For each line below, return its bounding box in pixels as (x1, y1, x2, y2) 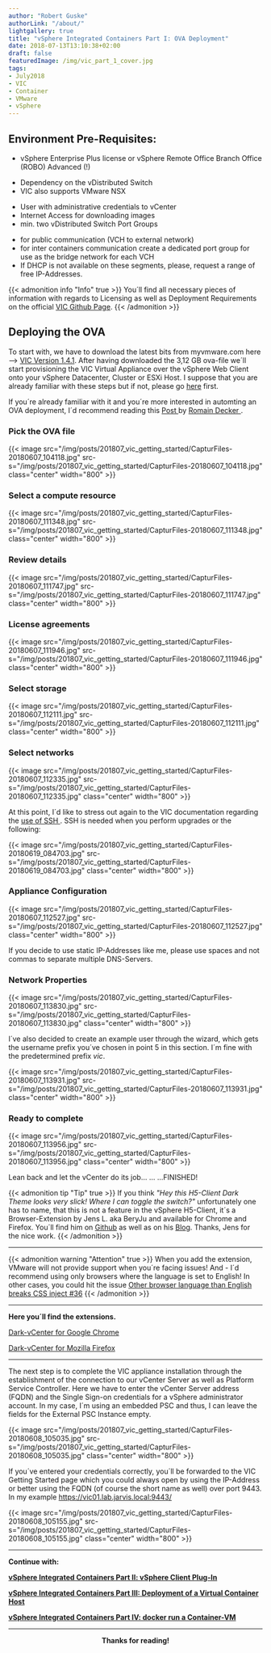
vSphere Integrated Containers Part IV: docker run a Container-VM (8, 1613, 236, 1622)
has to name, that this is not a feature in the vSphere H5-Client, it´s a (8, 1205, 236, 1215)
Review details (8, 555, 67, 566)
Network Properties (8, 974, 87, 985)
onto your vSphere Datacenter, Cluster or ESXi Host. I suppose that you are (8, 373, 258, 382)
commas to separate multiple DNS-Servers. (8, 954, 153, 964)
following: (8, 824, 41, 833)
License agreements (8, 618, 90, 630)
